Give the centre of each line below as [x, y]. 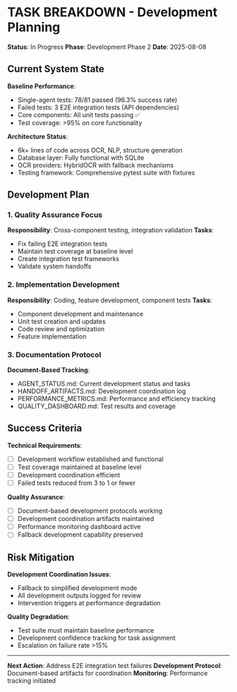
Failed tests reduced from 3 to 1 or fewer [77, 483]
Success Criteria [45, 428]
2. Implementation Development [63, 285]
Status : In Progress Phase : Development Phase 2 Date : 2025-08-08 [107, 47]
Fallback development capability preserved [80, 535]
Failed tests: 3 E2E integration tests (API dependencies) [98, 107]
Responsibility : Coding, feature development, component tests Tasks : [110, 300]
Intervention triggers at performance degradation [89, 603]
